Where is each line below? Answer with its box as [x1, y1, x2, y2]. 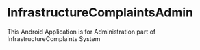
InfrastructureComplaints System [7, 34, 101, 42]
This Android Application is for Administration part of [7, 27, 156, 36]
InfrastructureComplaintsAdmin [7, 5, 194, 21]
